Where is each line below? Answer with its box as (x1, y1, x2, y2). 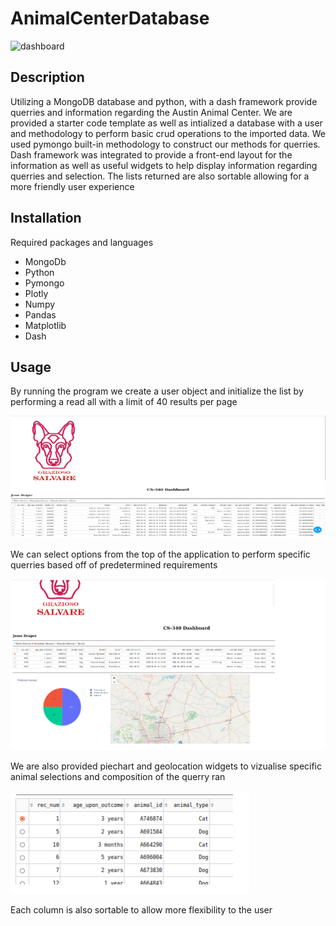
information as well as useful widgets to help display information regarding (10, 159, 318, 171)
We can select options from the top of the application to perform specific (10, 548, 311, 560)
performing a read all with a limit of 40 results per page (10, 396, 238, 408)
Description (10, 69, 85, 86)
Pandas (24, 308, 57, 321)
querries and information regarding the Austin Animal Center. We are (10, 106, 293, 118)
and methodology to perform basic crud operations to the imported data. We (10, 127, 327, 139)
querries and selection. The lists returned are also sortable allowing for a (10, 170, 310, 182)
